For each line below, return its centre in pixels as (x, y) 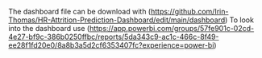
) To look (239, 20)
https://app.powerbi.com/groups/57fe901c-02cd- (172, 28)
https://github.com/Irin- (189, 12)
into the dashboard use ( (49, 28)
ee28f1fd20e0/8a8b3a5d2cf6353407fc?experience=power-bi (111, 45)
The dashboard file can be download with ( (80, 12)
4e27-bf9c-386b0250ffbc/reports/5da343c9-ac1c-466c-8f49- (114, 37)
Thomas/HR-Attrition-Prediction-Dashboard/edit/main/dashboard (117, 20)
